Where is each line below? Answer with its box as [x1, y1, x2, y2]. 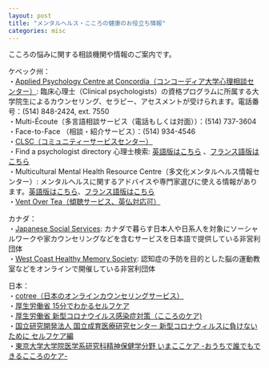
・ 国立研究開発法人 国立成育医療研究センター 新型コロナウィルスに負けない [8, 321, 258, 331]
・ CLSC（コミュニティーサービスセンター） [8, 137, 154, 147]
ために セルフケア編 [8, 331, 74, 341]
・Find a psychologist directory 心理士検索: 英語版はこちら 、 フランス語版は [8, 147, 260, 156]
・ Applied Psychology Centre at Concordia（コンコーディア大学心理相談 [8, 77, 247, 87]
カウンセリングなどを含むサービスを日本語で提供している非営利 [50, 234, 261, 244]
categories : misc [8, 26, 66, 34]
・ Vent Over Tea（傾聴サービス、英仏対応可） [8, 197, 161, 207]
